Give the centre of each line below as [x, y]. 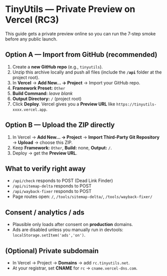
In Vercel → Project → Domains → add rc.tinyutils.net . [71, 263]
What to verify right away [45, 168]
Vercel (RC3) [32, 20]
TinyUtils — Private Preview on [70, 9]
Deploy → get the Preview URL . [45, 153]
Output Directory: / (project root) [47, 98]
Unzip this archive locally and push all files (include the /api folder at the [87, 72]
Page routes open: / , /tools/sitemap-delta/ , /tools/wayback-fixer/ [83, 196]
